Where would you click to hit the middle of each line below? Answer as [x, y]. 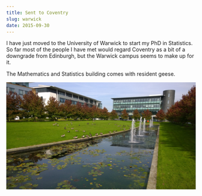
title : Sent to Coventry [37, 13]
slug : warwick [24, 19]
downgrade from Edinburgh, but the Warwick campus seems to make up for [100, 56]
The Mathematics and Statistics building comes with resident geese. [91, 74]
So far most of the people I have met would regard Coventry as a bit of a [96, 50]
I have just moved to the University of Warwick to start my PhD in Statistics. [99, 43]
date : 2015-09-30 [28, 25]
